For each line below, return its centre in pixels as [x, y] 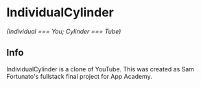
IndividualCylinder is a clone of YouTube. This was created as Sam [100, 69]
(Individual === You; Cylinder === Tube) [64, 31]
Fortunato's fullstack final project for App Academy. [79, 76]
